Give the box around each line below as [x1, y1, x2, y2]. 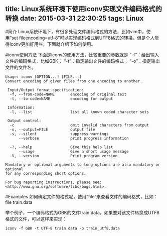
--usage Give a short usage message [18, 149, 129, 154]
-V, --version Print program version [10, 153, 118, 158]
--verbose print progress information [18, 136, 129, 141]
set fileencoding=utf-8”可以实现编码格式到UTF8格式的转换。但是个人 [12, 35, 155, 41]
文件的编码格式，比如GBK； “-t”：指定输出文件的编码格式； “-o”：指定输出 [5, 58, 160, 64]
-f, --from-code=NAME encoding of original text [10, 92, 127, 97]
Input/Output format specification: [7, 87, 84, 92]
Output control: [7, 118, 42, 123]
